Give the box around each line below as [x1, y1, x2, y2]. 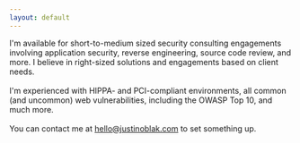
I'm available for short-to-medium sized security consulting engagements [9, 38, 282, 48]
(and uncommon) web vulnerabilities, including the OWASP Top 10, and [9, 95, 273, 105]
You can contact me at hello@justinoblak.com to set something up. [9, 122, 257, 134]
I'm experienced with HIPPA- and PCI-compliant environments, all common [9, 85, 287, 96]
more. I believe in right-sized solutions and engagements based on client [9, 56, 278, 67]
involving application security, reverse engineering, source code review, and [9, 46, 292, 58]
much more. [9, 104, 54, 114]
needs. [9, 66, 35, 77]
